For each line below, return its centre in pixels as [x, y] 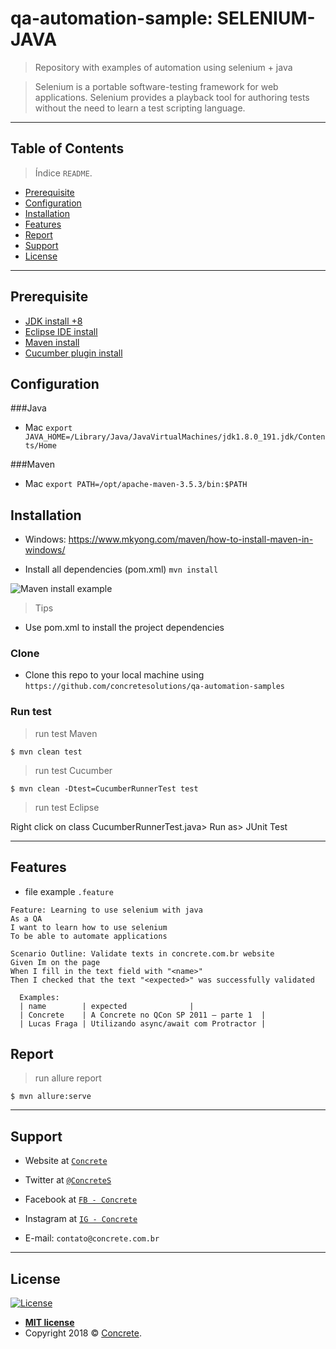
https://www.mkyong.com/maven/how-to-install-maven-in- [191, 539]
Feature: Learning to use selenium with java [106, 910]
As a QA [26, 918]
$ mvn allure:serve [51, 1097]
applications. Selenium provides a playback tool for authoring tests [172, 97]
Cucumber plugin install [73, 353]
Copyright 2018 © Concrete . [83, 1333]
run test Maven [66, 733]
